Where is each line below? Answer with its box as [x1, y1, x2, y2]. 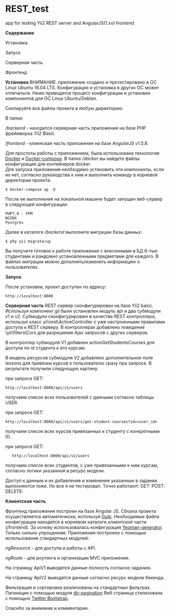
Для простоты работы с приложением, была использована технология [5, 150, 160, 156]
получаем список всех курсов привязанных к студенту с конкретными [5, 428, 160, 434]
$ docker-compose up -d [5, 187, 56, 192]
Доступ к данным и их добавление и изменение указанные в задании [5, 477, 157, 484]
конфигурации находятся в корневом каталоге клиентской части [5, 519, 147, 525]
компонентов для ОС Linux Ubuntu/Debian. [5, 95, 98, 101]
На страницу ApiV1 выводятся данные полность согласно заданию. [5, 565, 152, 571]
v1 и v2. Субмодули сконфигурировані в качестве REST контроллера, [5, 313, 156, 319]
